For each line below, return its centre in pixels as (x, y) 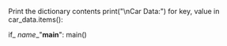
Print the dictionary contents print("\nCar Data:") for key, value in (114, 11)
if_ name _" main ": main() (47, 35)
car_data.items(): (36, 19)
